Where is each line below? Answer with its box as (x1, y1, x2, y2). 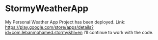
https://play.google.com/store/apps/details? (5, 24, 94, 30)
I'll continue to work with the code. (83, 29, 154, 35)
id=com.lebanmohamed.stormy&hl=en (5, 29, 83, 35)
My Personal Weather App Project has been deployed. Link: (5, 19, 126, 25)
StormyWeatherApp (5, 3, 88, 14)
